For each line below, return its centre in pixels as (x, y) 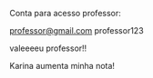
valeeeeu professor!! (48, 48)
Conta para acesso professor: (65, 13)
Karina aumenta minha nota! (62, 66)
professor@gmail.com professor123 (76, 30)
